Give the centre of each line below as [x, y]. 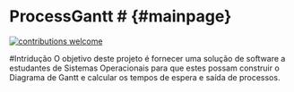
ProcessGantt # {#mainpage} [121, 17]
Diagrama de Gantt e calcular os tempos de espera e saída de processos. [145, 77]
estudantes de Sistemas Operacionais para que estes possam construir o [144, 68]
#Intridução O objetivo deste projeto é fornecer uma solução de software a [147, 58]
